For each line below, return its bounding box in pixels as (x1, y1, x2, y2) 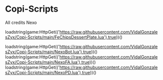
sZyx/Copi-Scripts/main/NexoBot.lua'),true (5, 49, 92, 55)
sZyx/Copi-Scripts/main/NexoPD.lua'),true (5, 69, 91, 75)
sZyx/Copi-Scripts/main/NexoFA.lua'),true (5, 59, 90, 65)
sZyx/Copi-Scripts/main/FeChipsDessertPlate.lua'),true (5, 34, 116, 40)
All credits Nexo (5, 20, 37, 25)
